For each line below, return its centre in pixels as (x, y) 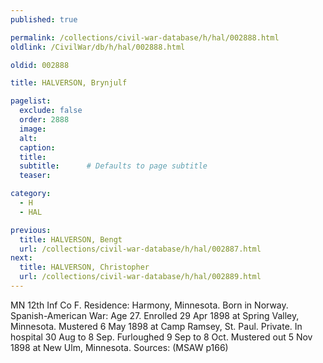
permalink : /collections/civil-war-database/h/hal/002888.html (145, 37)
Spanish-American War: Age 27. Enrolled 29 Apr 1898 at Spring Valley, (155, 315)
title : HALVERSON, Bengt (71, 239)
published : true (44, 19)
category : (31, 194)
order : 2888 (44, 120)
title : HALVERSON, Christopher (84, 267)
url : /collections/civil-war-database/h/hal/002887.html (140, 249)
